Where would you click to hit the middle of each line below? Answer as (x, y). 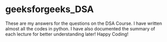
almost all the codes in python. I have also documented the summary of (80, 28)
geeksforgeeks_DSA (50, 9)
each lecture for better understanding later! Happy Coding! (67, 34)
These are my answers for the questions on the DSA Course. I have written (83, 23)
